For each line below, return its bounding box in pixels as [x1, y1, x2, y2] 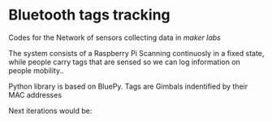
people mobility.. [8, 65, 64, 75]
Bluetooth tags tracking [8, 6, 171, 24]
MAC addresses [8, 89, 63, 99]
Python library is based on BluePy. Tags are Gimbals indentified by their [8, 81, 248, 91]
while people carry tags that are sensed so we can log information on [8, 57, 241, 67]
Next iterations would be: [8, 106, 93, 115]
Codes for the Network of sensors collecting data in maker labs [8, 33, 221, 42]
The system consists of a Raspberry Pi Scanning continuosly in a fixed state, [8, 48, 265, 58]
